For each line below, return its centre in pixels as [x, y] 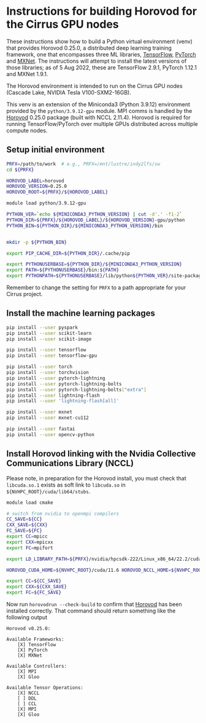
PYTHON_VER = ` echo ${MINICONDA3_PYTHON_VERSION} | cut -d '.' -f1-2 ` [94, 214]
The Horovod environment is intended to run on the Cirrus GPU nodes [94, 86]
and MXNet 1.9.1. [27, 74]
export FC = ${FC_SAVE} [34, 593]
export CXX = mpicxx [30, 542]
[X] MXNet [30, 655]
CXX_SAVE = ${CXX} [27, 525]
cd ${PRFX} [20, 170]
